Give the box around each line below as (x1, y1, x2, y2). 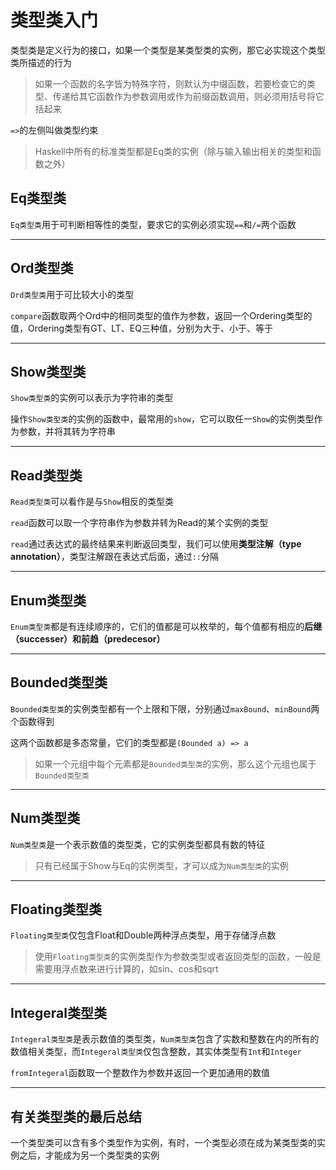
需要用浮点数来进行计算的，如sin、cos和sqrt (34, 963, 219, 975)
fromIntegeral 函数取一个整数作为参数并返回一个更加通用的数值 (10, 1067, 271, 1079)
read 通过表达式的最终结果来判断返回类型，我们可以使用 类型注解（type (10, 538, 302, 550)
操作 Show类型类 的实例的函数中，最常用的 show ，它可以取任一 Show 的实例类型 (10, 413, 315, 425)
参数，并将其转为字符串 (18, 426, 116, 438)
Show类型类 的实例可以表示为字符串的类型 (10, 392, 174, 404)
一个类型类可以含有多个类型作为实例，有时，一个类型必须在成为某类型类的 (10, 1137, 317, 1149)
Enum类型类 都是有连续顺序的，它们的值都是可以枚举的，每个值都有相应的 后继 (10, 621, 323, 632)
